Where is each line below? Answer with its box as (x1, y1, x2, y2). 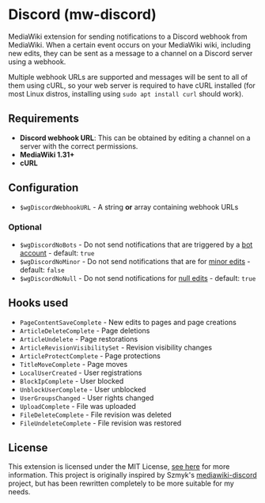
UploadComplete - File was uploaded (19, 401, 137, 410)
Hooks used (8, 297, 69, 310)
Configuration (8, 181, 79, 195)
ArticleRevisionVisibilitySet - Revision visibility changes (19, 342, 212, 352)
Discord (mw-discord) (8, 6, 157, 24)
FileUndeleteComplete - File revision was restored (19, 418, 182, 428)
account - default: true (19, 248, 95, 258)
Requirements (8, 112, 79, 126)
